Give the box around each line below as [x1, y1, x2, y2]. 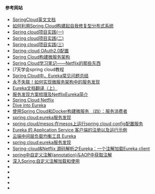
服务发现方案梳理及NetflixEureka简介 [12, 91, 88, 97]
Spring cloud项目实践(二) [12, 35, 64, 41]
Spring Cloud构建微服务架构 [12, 54, 70, 60]
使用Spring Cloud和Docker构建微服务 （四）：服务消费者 [12, 108, 128, 114]
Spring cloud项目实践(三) [12, 41, 64, 47]
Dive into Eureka [12, 102, 46, 108]
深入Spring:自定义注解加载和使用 [12, 158, 80, 164]
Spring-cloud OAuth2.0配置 [12, 48, 69, 54]
